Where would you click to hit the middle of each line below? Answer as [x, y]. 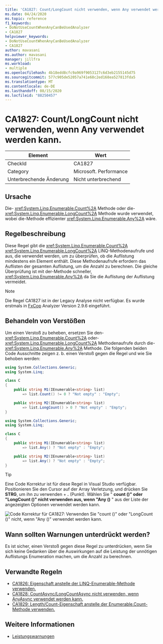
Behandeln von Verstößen [45, 321]
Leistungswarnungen [33, 636]
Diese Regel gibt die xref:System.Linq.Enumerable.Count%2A [66, 245]
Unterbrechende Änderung [38, 179]
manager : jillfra [23, 59]
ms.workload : [18, 64]
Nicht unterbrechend [97, 179]
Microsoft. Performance [101, 171]
